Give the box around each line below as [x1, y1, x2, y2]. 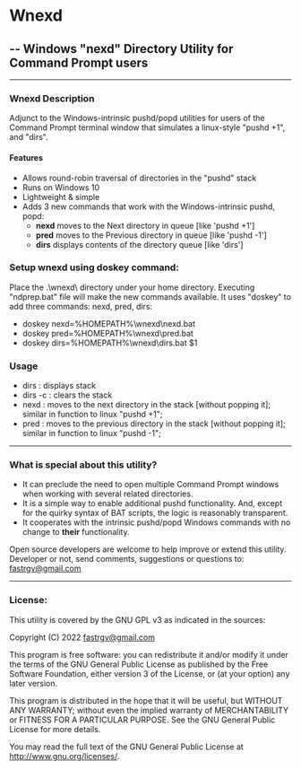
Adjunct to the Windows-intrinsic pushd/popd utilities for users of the [9, 113, 265, 124]
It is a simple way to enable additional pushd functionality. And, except [21, 498, 283, 509]
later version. [9, 678, 58, 688]
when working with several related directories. [21, 488, 193, 499]
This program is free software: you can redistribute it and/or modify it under [9, 649, 288, 660]
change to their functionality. [21, 527, 130, 538]
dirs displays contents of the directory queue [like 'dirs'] [35, 239, 244, 249]
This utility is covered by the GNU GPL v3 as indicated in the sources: [9, 614, 266, 625]
